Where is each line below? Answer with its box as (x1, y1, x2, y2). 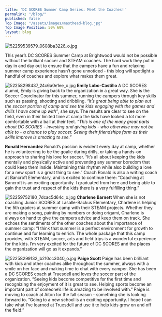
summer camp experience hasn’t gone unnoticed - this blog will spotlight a (5, 68, 154, 73)
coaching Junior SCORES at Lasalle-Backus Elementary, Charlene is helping (5, 200, 157, 205)
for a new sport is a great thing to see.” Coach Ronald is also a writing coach (5, 170, 158, 175)
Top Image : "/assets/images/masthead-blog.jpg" (5, 20, 103, 26)
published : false (5, 16, 40, 21)
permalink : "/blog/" (5, 12, 47, 17)
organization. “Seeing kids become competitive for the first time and (5, 276, 141, 282)
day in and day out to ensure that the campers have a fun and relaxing (5, 63, 145, 69)
